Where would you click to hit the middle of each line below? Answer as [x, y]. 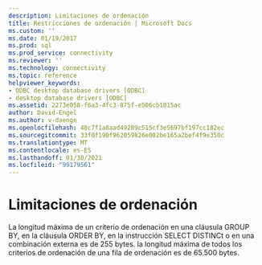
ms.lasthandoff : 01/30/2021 [55, 157]
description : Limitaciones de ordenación [79, 16]
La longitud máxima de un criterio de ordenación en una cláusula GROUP [129, 227]
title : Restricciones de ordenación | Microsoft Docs [100, 23]
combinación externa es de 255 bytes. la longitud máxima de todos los [125, 244]
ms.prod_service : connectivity [61, 53]
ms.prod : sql [30, 46]
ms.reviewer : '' [35, 61]
